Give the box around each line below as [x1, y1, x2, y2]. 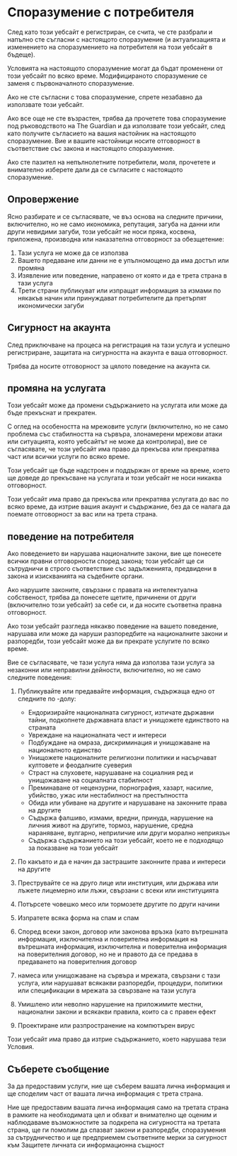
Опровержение [7, 193, 79, 205]
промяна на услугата [7, 382, 106, 394]
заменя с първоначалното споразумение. [7, 79, 134, 87]
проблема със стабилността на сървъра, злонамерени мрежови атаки [7, 430, 223, 438]
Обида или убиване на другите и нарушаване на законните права [28, 798, 228, 807]
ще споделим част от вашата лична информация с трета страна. [7, 1089, 204, 1098]
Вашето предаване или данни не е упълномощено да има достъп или [17, 256, 229, 264]
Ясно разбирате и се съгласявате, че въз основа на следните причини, [7, 212, 224, 220]
